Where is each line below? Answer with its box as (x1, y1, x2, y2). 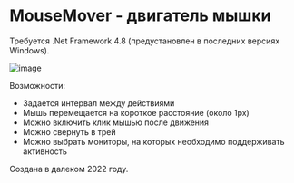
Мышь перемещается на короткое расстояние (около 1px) (22, 107, 250, 118)
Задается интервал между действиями (22, 97, 175, 109)
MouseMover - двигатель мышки (9, 5, 271, 26)
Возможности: (9, 80, 66, 91)
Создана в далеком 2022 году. (9, 163, 129, 174)
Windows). (9, 44, 50, 55)
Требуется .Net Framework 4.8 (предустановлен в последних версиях (9, 35, 280, 46)
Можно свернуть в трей (22, 126, 116, 137)
